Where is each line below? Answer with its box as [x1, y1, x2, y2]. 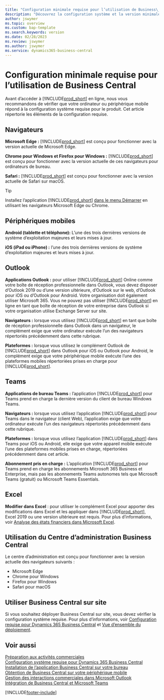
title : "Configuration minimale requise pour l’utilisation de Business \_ [5, 7, 161, 12]
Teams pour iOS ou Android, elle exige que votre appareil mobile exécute [5, 441, 152, 446]
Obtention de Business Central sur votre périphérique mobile [5, 669, 127, 676]
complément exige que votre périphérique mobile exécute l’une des [5, 353, 141, 359]
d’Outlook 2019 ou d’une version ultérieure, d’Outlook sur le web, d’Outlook [5, 287, 156, 293]
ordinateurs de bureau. [5, 163, 51, 169]
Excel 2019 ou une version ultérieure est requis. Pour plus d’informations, [5, 513, 152, 519]
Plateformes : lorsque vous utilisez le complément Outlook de [5, 342, 130, 348]
